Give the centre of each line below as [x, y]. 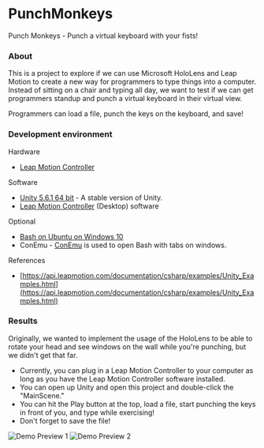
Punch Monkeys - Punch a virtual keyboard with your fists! [103, 36]
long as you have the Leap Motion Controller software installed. [123, 378]
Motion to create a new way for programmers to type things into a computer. [132, 82]
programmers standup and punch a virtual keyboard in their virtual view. [125, 99]
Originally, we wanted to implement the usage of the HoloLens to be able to [130, 338]
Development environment [60, 134]
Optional [22, 221]
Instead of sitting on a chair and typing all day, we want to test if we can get [131, 90]
